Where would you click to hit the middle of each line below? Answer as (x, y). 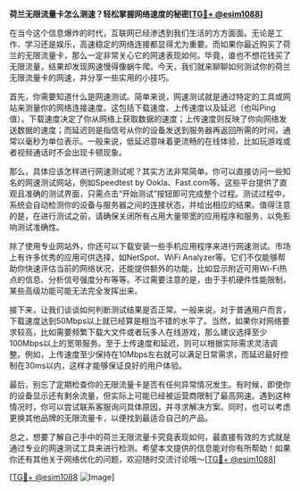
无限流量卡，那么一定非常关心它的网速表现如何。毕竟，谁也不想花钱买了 (158, 55)
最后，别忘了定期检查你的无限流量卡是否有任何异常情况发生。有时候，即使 (146, 384)
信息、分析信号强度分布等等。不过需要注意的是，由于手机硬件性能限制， (158, 279)
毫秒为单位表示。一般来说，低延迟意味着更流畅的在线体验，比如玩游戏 (154, 141)
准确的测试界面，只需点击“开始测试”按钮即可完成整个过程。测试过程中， (157, 194)
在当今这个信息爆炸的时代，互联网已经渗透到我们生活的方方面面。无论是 (142, 33)
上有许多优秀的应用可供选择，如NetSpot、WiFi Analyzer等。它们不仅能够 (144, 257)
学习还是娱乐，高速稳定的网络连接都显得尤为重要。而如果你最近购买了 (154, 44)
